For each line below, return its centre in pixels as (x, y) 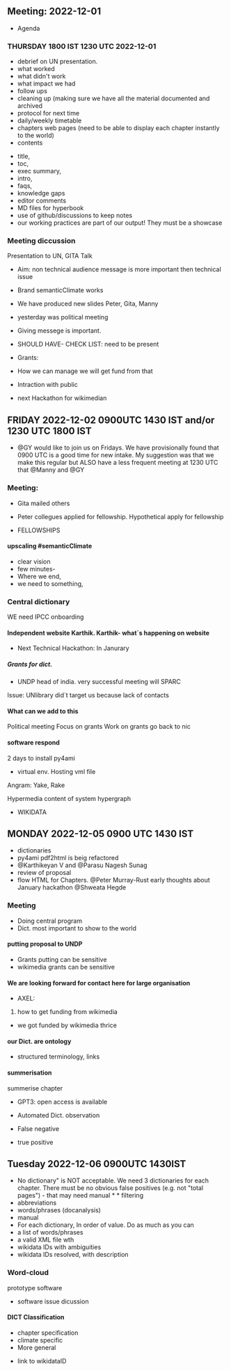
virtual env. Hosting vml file (56, 771)
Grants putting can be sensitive (62, 959)
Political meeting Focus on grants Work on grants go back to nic (99, 727)
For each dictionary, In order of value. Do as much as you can (106, 1225)
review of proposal (44, 873)
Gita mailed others (43, 503)
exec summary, (39, 171)
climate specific (40, 1340)
